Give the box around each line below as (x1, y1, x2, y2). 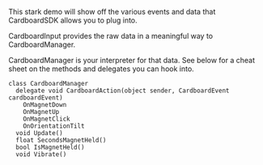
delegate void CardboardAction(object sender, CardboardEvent (15, 87, 230, 95)
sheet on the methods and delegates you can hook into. (8, 64, 194, 74)
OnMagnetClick (23, 115, 70, 123)
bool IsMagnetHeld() (15, 143, 85, 151)
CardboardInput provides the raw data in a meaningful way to (8, 32, 213, 40)
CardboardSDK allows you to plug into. (8, 15, 138, 25)
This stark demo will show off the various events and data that (8, 7, 216, 16)
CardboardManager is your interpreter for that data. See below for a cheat (8, 56, 256, 65)
